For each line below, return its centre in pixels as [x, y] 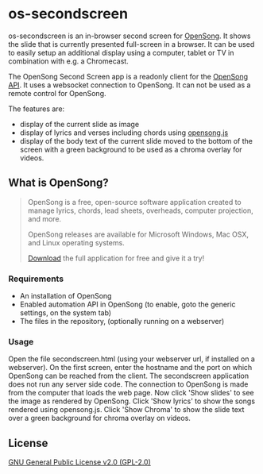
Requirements [36, 279]
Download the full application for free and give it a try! [116, 258]
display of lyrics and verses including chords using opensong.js [124, 133]
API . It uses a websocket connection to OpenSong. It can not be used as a [130, 85]
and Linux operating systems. [76, 242]
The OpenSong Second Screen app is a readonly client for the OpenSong [128, 76]
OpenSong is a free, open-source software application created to [134, 202]
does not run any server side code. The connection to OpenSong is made [128, 384]
